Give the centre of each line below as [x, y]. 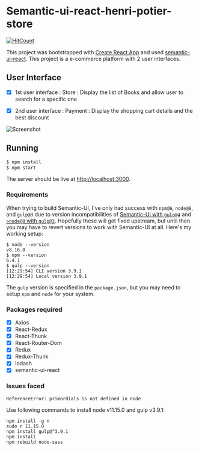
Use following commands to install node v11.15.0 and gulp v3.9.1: [86, 410]
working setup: [25, 233]
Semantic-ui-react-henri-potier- [89, 11]
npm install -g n [28, 421]
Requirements [27, 195]
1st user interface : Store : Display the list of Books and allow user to [99, 92]
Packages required [34, 309]
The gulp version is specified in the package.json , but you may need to [93, 287]
